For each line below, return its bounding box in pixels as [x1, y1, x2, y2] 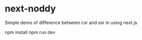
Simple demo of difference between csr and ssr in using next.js [5, 19, 138, 25]
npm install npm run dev [5, 29, 55, 35]
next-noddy [5, 3, 56, 14]
